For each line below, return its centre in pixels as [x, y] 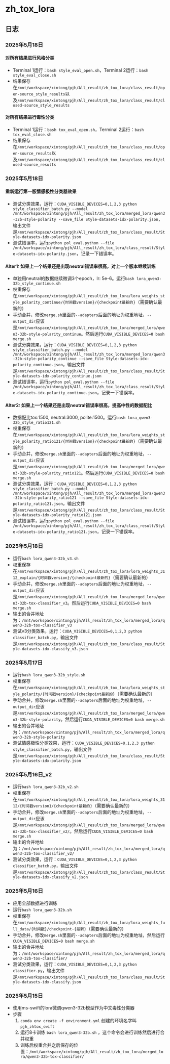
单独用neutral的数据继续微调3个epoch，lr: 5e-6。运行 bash [73, 278]
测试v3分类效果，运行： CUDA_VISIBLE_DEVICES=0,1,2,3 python [77, 631]
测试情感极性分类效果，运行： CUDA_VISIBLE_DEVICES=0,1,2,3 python [83, 743]
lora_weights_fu [148, 923]
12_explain [24, 578]
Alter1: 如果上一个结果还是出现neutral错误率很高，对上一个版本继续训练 [80, 266]
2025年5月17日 [24, 663]
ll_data [21, 929]
